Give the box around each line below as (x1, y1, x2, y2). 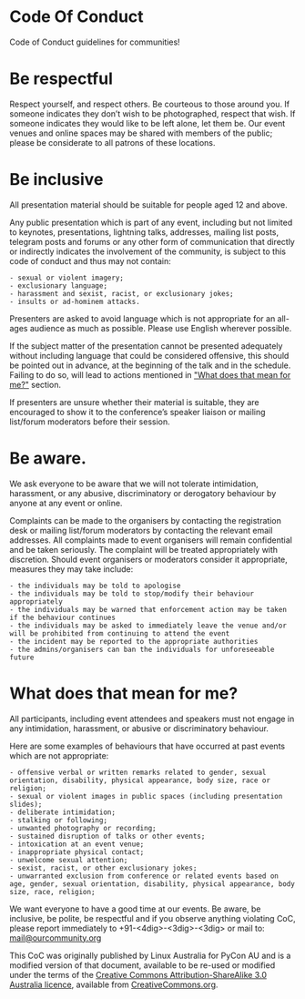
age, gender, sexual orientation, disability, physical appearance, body (9, 879, 296, 889)
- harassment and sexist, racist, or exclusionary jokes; (9, 289, 234, 298)
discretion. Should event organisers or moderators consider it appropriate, (9, 554, 289, 565)
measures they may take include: (9, 563, 134, 575)
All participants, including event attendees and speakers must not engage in (9, 713, 295, 724)
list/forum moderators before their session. (9, 416, 170, 427)
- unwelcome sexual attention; (9, 855, 128, 864)
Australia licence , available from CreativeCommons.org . (9, 979, 219, 990)
